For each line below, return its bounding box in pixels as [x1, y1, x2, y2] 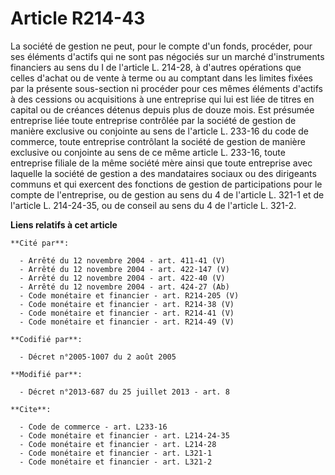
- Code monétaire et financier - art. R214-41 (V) [19, 308, 235, 318]
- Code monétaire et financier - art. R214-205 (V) [19, 290, 240, 301]
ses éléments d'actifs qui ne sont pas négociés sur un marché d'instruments [10, 50, 325, 62]
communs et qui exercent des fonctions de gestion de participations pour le [10, 178, 323, 190]
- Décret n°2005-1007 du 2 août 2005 [19, 352, 177, 362]
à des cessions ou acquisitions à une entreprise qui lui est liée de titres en [10, 93, 315, 105]
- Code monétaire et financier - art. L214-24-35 [19, 430, 230, 441]
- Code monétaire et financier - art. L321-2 [19, 457, 213, 467]
